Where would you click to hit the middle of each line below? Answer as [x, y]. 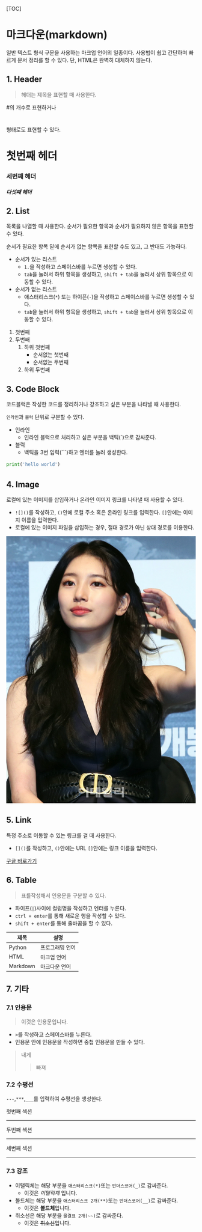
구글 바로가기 [22, 861]
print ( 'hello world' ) [33, 465]
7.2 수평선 [20, 1085]
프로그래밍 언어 [58, 947]
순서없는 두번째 [51, 362]
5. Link [19, 820]
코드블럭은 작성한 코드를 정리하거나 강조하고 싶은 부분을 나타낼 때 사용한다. [94, 404]
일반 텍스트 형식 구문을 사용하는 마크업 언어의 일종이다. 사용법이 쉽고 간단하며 [97, 52]
